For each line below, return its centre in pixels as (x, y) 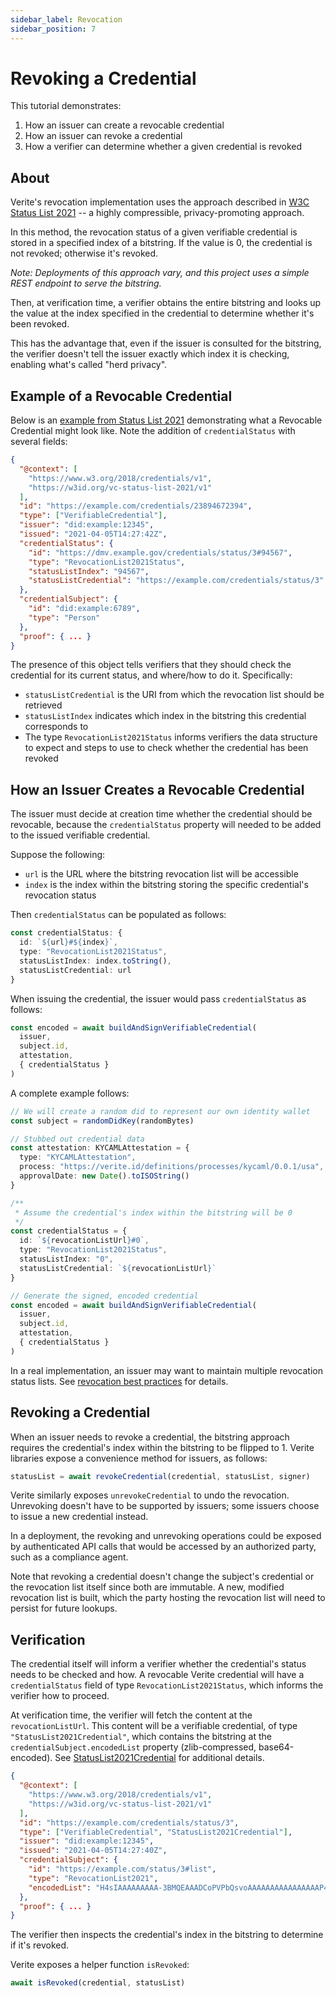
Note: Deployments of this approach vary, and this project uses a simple (160, 273)
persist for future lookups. (64, 1608)
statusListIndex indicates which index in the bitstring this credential (165, 716)
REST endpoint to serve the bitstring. (86, 283)
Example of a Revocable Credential (121, 396)
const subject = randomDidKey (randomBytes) (102, 1121)
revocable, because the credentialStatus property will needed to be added (166, 825)
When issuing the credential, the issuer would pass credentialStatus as (158, 998)
